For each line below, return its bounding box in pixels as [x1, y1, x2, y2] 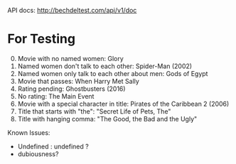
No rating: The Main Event [17, 92, 95, 100]
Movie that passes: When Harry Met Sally [17, 77, 140, 85]
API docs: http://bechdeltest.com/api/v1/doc [7, 6, 137, 14]
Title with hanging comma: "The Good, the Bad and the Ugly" [17, 114, 198, 123]
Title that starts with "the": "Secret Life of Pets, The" [17, 106, 171, 116]
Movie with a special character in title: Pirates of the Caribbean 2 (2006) [17, 99, 230, 108]
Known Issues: [7, 128, 50, 137]
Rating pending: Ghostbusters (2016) [17, 84, 126, 93]
